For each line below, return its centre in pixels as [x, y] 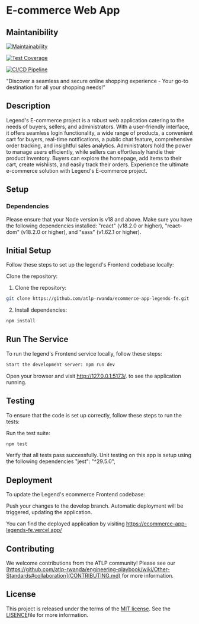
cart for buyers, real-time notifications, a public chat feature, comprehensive [99, 139]
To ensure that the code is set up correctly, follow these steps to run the [94, 415]
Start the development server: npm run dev [61, 365]
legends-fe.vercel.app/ [34, 530]
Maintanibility [32, 32]
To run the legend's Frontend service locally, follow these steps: [84, 353]
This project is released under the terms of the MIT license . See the [88, 609]
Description [28, 106]
